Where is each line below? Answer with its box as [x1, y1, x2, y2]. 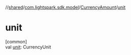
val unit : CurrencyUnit [5, 44, 51, 50]
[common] [5, 38, 27, 44]
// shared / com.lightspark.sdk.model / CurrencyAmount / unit [5, 5, 126, 10]
